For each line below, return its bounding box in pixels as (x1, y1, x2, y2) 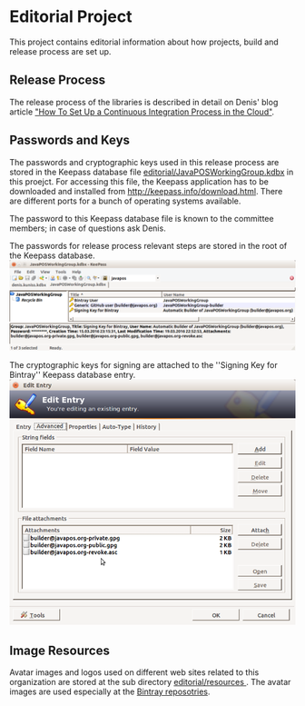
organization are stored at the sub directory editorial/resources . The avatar (9, 677, 291, 688)
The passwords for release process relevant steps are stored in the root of (9, 240, 288, 251)
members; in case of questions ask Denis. (9, 223, 166, 234)
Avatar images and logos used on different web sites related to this (9, 667, 260, 678)
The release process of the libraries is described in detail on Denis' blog (9, 96, 279, 107)
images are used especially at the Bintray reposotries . (9, 686, 211, 697)
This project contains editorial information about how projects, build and (9, 36, 279, 47)
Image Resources (9, 642, 111, 658)
